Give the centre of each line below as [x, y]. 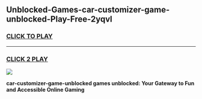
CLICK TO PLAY [29, 37]
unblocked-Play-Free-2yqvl [59, 19]
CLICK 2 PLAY [27, 59]
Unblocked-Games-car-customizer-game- [88, 10]
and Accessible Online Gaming [45, 89]
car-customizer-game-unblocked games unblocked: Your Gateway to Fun [100, 83]
